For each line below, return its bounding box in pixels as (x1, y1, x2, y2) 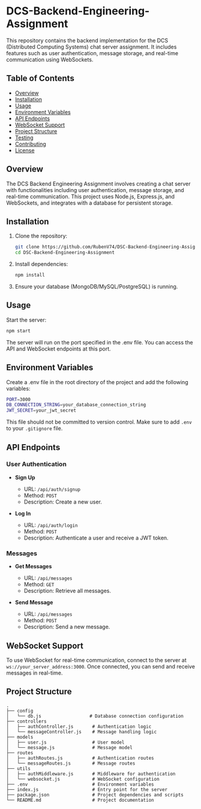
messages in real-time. (6, 669, 63, 676)
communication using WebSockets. (6, 56, 94, 63)
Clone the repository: (14, 232, 68, 239)
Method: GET (23, 581, 55, 588)
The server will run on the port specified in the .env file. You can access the (6, 338, 193, 346)
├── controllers (6, 718, 47, 724)
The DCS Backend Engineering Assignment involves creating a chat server (6, 180, 191, 187)
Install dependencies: (14, 260, 68, 268)
